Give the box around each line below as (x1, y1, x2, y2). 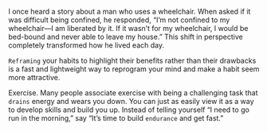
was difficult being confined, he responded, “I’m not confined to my (8, 15, 230, 25)
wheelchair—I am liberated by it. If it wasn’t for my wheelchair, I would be (8, 24, 249, 33)
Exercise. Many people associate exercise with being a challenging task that (8, 88, 258, 98)
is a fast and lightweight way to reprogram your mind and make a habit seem (8, 64, 260, 74)
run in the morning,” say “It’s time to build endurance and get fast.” (8, 114, 224, 122)
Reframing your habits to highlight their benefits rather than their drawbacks (8, 56, 257, 65)
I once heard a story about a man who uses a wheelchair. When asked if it (8, 7, 251, 16)
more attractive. (8, 73, 61, 82)
